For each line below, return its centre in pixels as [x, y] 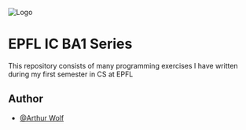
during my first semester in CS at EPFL [71, 74]
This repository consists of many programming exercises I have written [123, 65]
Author [26, 99]
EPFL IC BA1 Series [70, 44]
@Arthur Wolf [42, 117]
